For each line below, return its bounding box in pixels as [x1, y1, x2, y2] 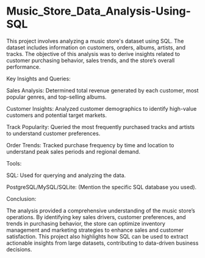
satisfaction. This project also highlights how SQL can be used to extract [6, 232, 189, 240]
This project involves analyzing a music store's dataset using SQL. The [6, 37, 184, 44]
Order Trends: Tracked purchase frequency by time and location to [6, 141, 174, 148]
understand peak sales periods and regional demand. [6, 148, 140, 155]
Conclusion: [6, 195, 37, 202]
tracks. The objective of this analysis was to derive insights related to [6, 50, 180, 57]
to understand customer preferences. [6, 130, 101, 137]
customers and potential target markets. [6, 111, 107, 119]
